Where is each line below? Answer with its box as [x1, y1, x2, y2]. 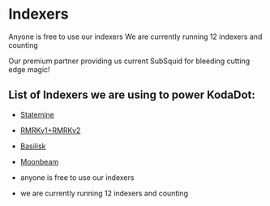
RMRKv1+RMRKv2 [19, 125, 81, 135]
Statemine [19, 109, 54, 119]
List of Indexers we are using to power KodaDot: [8, 88, 255, 102]
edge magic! [8, 64, 50, 74]
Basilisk [19, 141, 46, 151]
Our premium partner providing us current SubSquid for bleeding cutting [8, 56, 251, 66]
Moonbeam [19, 157, 59, 166]
